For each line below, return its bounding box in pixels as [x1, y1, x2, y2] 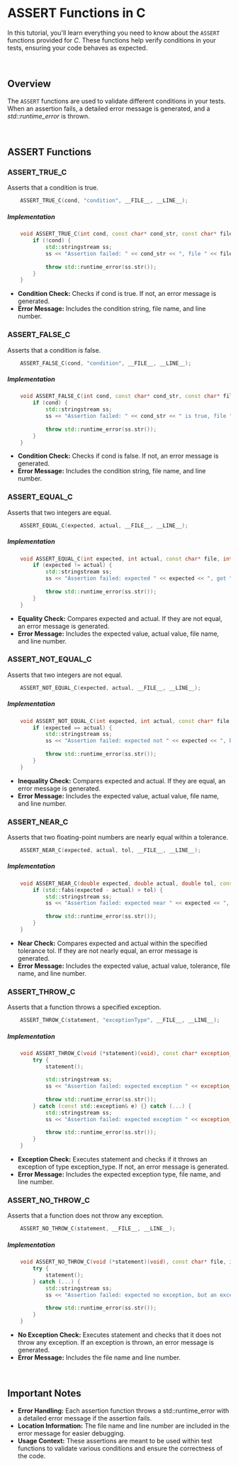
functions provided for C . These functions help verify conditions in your [7, 35, 216, 44]
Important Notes [7, 1387, 81, 1399]
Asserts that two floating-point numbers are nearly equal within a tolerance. [7, 833, 229, 842]
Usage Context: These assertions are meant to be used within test [17, 1436, 212, 1445]
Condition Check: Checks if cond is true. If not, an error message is [17, 290, 217, 298]
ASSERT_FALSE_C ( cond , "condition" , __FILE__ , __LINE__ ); [20, 360, 192, 367]
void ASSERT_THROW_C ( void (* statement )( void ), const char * [20, 1049, 198, 1057]
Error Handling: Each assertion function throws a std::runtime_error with [17, 1406, 229, 1415]
